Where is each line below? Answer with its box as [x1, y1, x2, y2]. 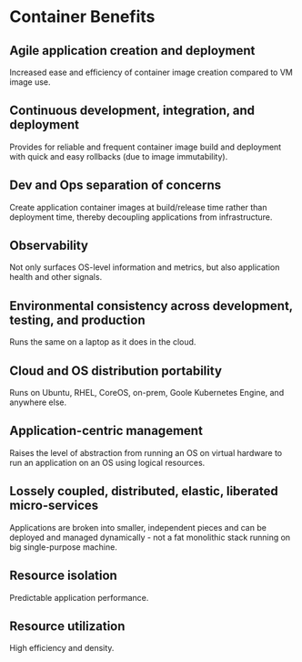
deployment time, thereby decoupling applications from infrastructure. [9, 212, 273, 222]
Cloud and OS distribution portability [9, 363, 223, 378]
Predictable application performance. [9, 592, 149, 603]
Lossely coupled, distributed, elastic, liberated [9, 483, 279, 499]
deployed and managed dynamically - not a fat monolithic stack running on [9, 532, 291, 543]
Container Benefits [9, 6, 156, 27]
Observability [9, 238, 89, 253]
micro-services [9, 498, 99, 513]
